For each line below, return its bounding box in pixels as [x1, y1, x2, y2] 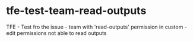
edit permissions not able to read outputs [6, 29, 107, 36]
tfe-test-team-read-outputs [6, 4, 147, 17]
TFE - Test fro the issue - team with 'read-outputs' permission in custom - [6, 23, 187, 30]
